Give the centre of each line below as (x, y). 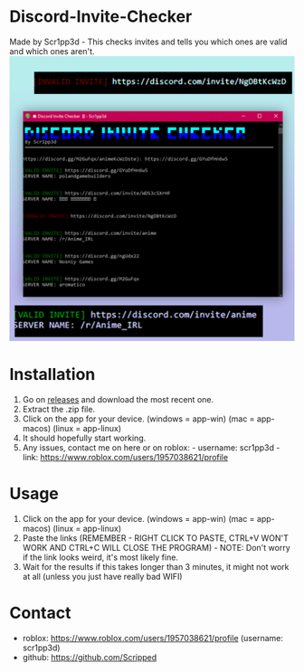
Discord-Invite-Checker (101, 17)
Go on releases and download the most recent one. (118, 399)
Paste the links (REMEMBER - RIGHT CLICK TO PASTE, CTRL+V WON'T (156, 538)
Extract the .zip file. (59, 409)
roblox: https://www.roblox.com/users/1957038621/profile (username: (152, 638)
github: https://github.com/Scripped (90, 657)
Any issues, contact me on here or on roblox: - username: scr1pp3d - (151, 447)
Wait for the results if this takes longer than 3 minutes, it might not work (156, 566)
